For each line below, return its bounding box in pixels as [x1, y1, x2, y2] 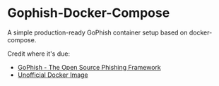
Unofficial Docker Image [17, 70, 88, 79]
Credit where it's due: [7, 49, 71, 58]
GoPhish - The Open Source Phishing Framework [17, 63, 161, 71]
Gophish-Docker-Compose [7, 5, 170, 21]
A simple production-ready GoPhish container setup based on [7, 28, 188, 37]
